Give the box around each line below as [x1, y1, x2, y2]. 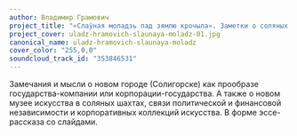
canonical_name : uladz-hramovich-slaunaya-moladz [9, 37, 197, 47]
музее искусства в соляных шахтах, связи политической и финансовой [9, 98, 282, 108]
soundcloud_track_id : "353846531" [9, 54, 138, 63]
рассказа [9, 116, 44, 127]
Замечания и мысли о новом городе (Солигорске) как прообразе [9, 79, 260, 89]
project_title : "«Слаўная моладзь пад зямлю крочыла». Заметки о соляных [9, 21, 289, 30]
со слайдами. [45, 116, 98, 127]
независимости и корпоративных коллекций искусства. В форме [9, 108, 258, 117]
